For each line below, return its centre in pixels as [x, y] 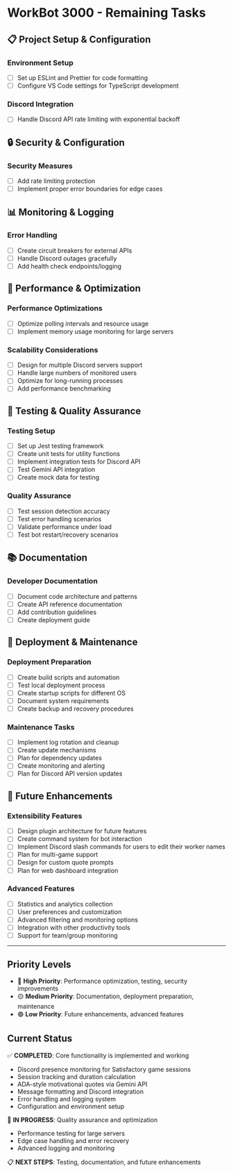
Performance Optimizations [55, 308]
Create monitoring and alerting [61, 766]
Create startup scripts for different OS [71, 693]
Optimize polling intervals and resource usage [83, 323]
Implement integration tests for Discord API [79, 462]
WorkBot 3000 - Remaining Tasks [106, 13]
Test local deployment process [61, 685]
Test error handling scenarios [59, 519]
